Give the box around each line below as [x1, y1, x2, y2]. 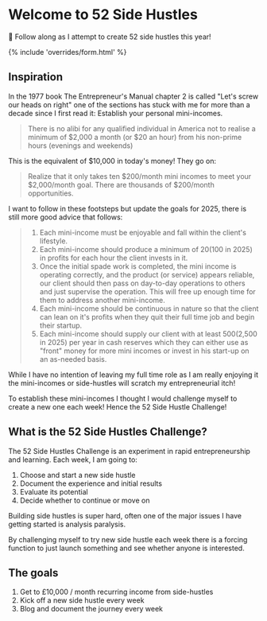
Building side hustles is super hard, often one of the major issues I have [8, 510, 242, 520]
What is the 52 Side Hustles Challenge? [8, 425, 208, 439]
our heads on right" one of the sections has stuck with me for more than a [8, 99, 250, 109]
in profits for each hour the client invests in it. [39, 253, 188, 262]
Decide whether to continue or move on [19, 495, 150, 505]
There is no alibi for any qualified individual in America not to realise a [27, 123, 256, 133]
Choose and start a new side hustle [19, 470, 137, 479]
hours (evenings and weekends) [27, 141, 133, 150]
